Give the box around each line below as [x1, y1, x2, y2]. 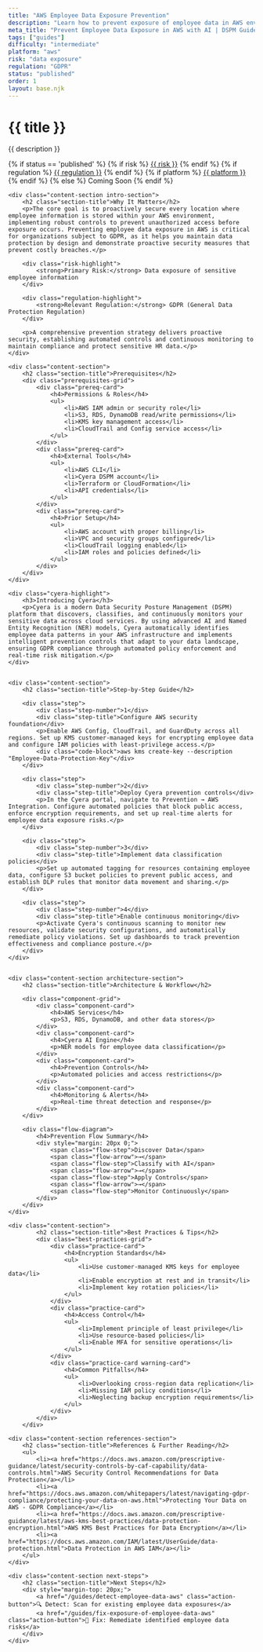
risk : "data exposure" [8, 56, 82, 64]
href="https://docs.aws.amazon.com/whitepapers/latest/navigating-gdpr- [8, 1489, 250, 1498]
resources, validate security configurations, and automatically [8, 927, 225, 934]
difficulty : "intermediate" [8, 41, 100, 49]
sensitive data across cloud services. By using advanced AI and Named [8, 617, 247, 625]
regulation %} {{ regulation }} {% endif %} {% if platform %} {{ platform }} [8, 168, 247, 177]
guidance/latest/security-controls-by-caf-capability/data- [8, 1462, 209, 1471]
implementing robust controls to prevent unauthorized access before [8, 219, 240, 227]
